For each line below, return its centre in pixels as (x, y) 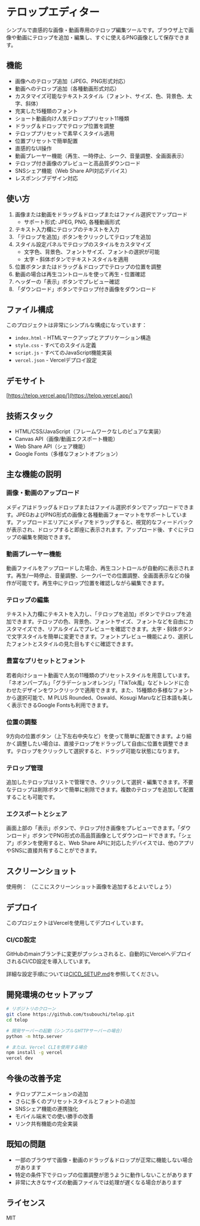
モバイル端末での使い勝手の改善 (54, 1116)
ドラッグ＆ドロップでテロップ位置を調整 (64, 125)
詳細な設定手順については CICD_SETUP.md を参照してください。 (84, 974)
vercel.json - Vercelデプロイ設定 (56, 360)
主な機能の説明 (34, 475)
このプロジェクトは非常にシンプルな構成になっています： (77, 325)
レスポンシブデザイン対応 (46, 178)
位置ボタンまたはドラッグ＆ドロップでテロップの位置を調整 (88, 266)
